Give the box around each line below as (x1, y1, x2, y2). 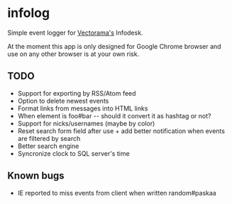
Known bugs (7, 170, 65, 182)
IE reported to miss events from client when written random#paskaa (17, 188, 216, 197)
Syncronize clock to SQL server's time (17, 149, 130, 157)
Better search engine (17, 142, 79, 150)
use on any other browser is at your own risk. (7, 50, 140, 58)
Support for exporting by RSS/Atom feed (17, 89, 136, 97)
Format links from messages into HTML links (17, 104, 148, 113)
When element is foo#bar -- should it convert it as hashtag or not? (17, 111, 211, 120)
